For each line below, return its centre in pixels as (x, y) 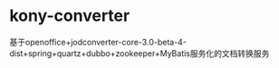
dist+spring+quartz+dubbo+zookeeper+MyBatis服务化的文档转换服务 (139, 53)
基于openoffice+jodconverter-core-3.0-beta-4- (98, 42)
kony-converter (70, 16)
